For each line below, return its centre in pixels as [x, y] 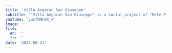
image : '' [16, 24]
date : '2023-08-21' [26, 43]
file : [11, 29]
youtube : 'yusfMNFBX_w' [31, 19]
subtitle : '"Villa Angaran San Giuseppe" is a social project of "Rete [83, 15]
